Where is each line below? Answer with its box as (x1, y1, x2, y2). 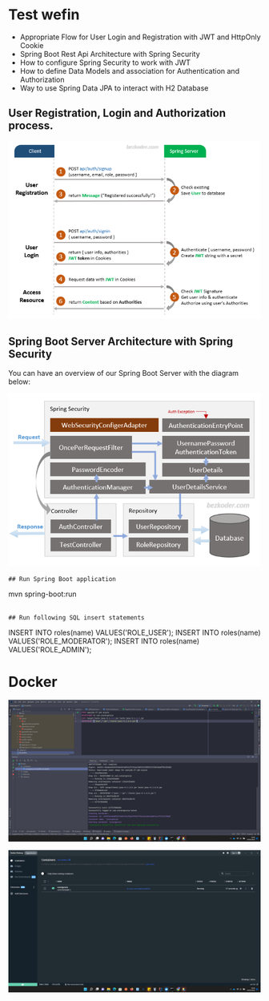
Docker (8, 673, 58, 691)
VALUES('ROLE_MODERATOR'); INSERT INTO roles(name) (8, 636, 200, 646)
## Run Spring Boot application (8, 575, 116, 583)
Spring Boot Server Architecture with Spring (8, 334, 234, 348)
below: (8, 377, 30, 386)
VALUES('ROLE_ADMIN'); (8, 644, 92, 654)
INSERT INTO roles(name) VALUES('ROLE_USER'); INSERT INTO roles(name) (8, 628, 261, 637)
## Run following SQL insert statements (8, 613, 146, 622)
